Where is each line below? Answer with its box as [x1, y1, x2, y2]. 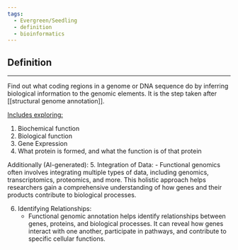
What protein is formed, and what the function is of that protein [17, 147, 202, 156]
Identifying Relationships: [17, 205, 92, 213]
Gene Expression [17, 140, 68, 148]
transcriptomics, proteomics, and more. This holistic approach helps [7, 176, 207, 184]
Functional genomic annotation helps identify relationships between [28, 212, 227, 220]
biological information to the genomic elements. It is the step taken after [7, 89, 217, 98]
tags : [7, 10, 23, 18]
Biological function [17, 132, 73, 140]
